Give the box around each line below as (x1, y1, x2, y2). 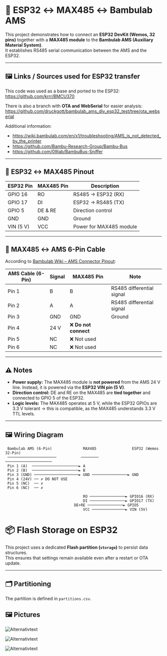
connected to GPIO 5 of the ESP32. (12, 395, 84, 401)
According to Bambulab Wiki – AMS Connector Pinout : (5, 258, 116, 264)
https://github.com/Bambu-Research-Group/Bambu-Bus (12, 143, 128, 149)
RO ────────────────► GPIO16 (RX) (83, 494, 155, 499)
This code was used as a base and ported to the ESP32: (5, 88, 120, 94)
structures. (5, 549, 27, 556)
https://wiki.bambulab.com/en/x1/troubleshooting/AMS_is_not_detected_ (12, 133, 162, 139)
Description (91, 182, 119, 189)
